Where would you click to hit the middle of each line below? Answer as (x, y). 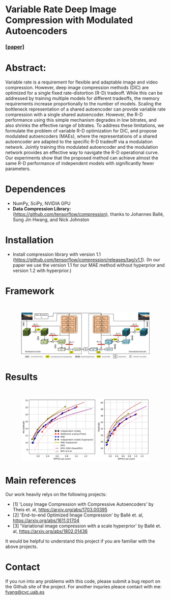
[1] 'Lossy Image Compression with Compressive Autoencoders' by (83, 504)
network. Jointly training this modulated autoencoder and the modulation (82, 147)
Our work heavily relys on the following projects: (56, 495)
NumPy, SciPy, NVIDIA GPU (41, 203)
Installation (30, 240)
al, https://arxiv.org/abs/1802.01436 (50, 531)
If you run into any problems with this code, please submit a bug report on (83, 581)
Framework (30, 291)
